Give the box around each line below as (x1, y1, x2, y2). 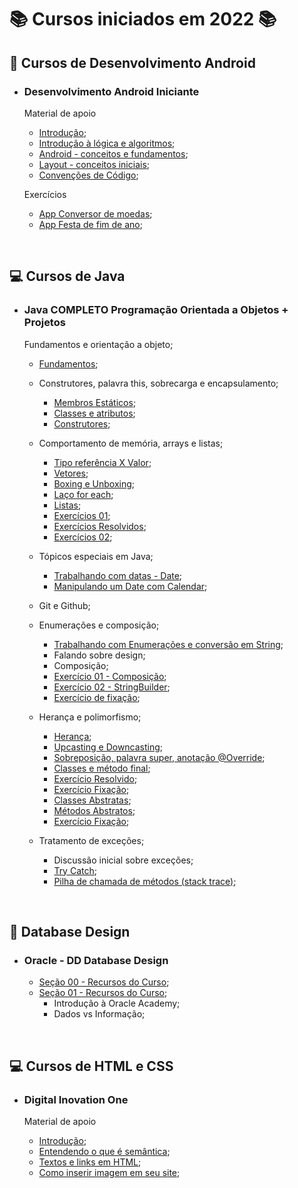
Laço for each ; (53, 488, 114, 500)
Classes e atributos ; (53, 407, 136, 419)
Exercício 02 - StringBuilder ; (53, 681, 171, 693)
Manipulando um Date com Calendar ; (53, 580, 208, 592)
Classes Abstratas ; (53, 794, 132, 806)
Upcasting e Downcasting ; (53, 741, 164, 753)
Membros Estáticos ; (53, 396, 137, 408)
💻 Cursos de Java (9, 268, 126, 285)
